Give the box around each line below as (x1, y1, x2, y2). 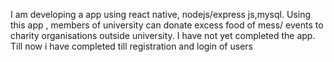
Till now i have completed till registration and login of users (10, 40, 253, 52)
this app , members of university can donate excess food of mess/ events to (10, 19, 324, 31)
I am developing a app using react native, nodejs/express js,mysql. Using (10, 9, 311, 20)
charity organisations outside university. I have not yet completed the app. (10, 30, 316, 41)
